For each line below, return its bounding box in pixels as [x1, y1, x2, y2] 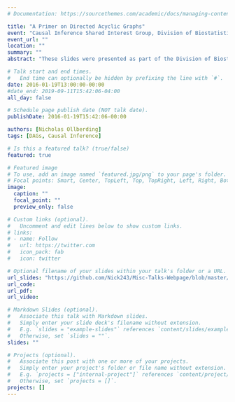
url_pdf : [7, 287, 33, 294]
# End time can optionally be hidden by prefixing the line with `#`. [7, 74, 224, 81]
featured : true [7, 151, 52, 158]
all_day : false [7, 94, 52, 102]
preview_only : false [13, 203, 73, 210]
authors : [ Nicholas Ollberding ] [7, 126, 101, 133]
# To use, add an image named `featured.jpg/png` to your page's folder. [7, 171, 227, 178]
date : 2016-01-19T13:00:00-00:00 [7, 81, 105, 88]
